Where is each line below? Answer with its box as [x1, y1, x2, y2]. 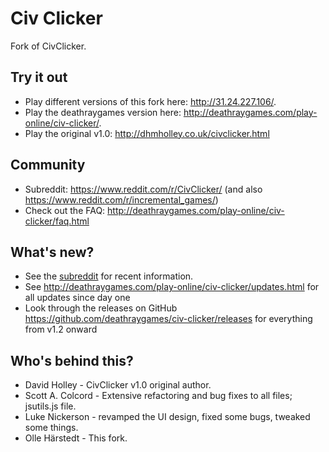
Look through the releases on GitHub [24, 302, 178, 314]
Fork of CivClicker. [10, 40, 87, 52]
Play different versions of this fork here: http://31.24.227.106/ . [24, 95, 277, 107]
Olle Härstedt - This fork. [24, 432, 128, 444]
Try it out [10, 69, 68, 86]
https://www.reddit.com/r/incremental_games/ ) [24, 193, 219, 206]
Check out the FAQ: [24, 204, 106, 216]
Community [10, 157, 86, 174]
